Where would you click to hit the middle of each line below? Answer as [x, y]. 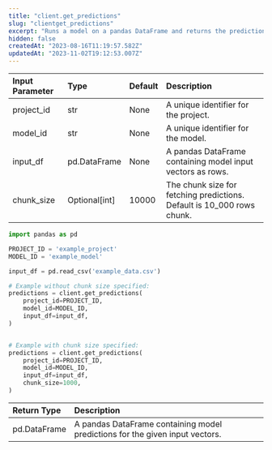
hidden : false [32, 39]
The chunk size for [201, 185]
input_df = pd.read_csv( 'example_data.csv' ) [85, 271]
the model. [186, 138]
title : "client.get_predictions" [65, 16]
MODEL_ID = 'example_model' [56, 256]
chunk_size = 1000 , [52, 383]
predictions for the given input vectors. [148, 434]
